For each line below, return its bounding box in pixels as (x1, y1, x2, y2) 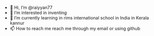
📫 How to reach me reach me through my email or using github (9, 26, 141, 31)
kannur (9, 20, 25, 26)
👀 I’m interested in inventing (9, 10, 67, 16)
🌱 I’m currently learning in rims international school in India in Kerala (9, 15, 149, 20)
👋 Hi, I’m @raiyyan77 (9, 5, 53, 10)
